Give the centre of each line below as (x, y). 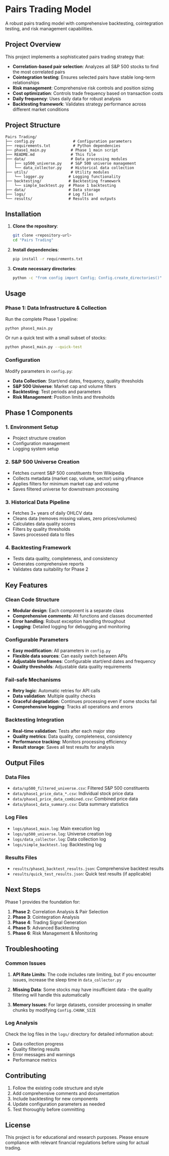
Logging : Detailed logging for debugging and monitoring (71, 626)
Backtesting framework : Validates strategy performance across (79, 104)
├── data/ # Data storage (53, 190)
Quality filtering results (36, 1049)
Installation (23, 214)
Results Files (21, 857)
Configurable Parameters (37, 639)
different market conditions (41, 109)
